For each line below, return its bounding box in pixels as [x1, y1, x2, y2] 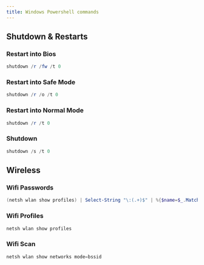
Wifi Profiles [6, 211, 44, 220]
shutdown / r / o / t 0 [6, 92, 59, 98]
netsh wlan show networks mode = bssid [6, 253, 102, 260]
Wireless [6, 165, 41, 175]
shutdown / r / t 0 [6, 120, 50, 126]
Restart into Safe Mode [6, 78, 76, 87]
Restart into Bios [6, 49, 56, 58]
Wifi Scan [6, 240, 36, 249]
